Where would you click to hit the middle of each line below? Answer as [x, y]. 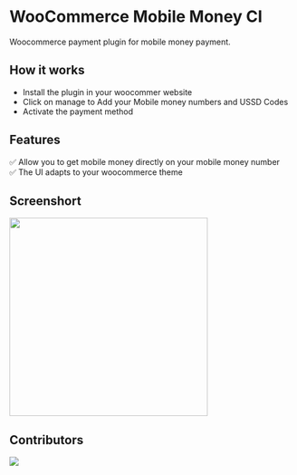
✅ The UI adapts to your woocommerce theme [96, 172]
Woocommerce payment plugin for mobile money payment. [120, 42]
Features [35, 140]
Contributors [47, 440]
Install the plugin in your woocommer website [107, 92]
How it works [47, 70]
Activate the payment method [78, 111]
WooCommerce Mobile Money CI [136, 17]
